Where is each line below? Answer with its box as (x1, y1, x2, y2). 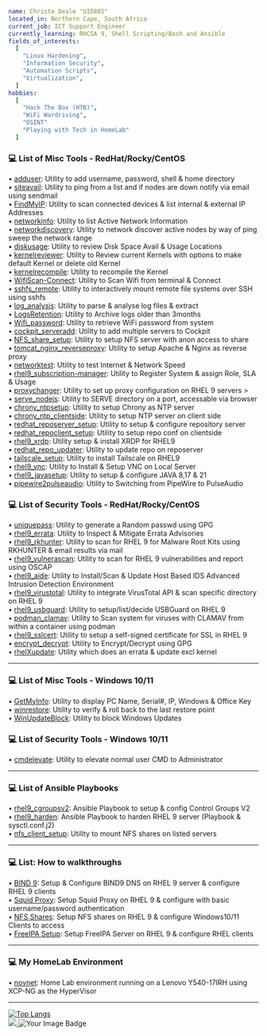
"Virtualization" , (22, 74, 83, 82)
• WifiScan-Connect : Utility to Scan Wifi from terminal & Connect (8, 276, 221, 285)
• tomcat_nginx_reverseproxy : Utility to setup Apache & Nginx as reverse (8, 343, 248, 353)
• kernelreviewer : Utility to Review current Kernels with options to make (8, 250, 242, 260)
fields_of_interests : (8, 37, 80, 45)
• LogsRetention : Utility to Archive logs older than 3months (8, 309, 201, 319)
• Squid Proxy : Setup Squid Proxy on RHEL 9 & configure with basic (8, 895, 230, 905)
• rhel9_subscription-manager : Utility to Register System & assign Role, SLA (8, 369, 257, 379)
